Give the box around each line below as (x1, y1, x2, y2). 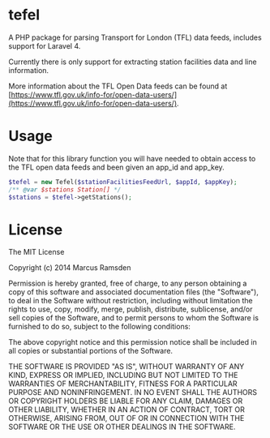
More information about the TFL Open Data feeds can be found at (8, 81, 228, 91)
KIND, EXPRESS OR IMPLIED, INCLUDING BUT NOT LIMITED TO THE (8, 371, 238, 380)
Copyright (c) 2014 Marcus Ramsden (8, 263, 131, 273)
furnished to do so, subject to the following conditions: (8, 322, 191, 332)
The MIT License (8, 247, 65, 257)
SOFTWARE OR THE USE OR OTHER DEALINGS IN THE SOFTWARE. (8, 422, 236, 432)
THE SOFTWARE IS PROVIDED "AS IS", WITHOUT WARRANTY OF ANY (8, 362, 245, 371)
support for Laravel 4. (8, 41, 81, 50)
